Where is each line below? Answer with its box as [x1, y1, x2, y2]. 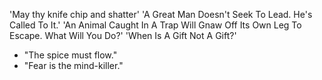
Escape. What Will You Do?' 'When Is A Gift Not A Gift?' [9, 30, 237, 41]
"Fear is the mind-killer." [23, 60, 124, 71]
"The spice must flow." [23, 49, 118, 61]
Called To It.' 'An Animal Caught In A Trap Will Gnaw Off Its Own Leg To [9, 19, 302, 31]
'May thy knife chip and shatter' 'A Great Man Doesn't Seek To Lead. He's [9, 9, 313, 20]
